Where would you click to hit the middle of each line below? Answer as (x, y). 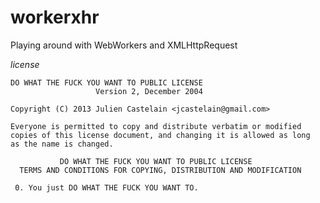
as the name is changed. (62, 144)
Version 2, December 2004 (149, 91)
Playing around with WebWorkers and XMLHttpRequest (124, 45)
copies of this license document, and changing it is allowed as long (160, 135)
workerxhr (55, 17)
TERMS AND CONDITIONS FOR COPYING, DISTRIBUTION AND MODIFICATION (160, 170)
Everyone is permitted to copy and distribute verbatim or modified (156, 126)
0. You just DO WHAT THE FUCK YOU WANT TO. (106, 187)
